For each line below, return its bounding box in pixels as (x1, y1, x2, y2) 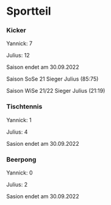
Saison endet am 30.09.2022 (6, 63, 79, 71)
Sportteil (6, 4, 51, 18)
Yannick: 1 (6, 116, 32, 123)
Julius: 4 (6, 128, 28, 135)
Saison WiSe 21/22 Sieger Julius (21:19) (6, 87, 106, 95)
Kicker (6, 26, 26, 35)
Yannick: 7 (6, 40, 32, 47)
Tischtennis (6, 103, 43, 111)
